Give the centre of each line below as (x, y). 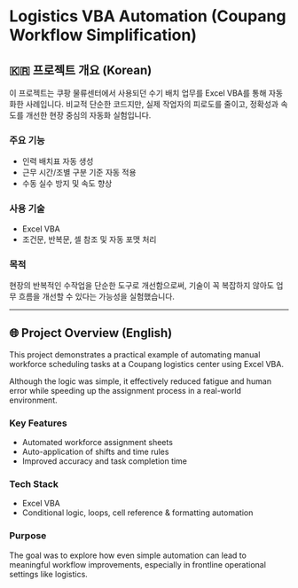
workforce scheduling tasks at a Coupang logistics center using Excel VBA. (146, 364)
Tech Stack (34, 483)
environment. (33, 400)
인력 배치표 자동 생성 (58, 161)
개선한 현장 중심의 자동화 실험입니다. (88, 115)
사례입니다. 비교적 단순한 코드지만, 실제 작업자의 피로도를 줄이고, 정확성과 (152, 104)
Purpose (28, 536)
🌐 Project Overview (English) (91, 333)
